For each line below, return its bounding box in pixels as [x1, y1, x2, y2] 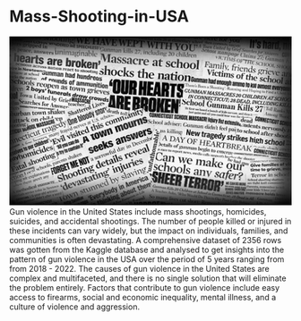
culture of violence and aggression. [9, 301, 141, 312]
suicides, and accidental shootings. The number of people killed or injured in [9, 215, 292, 226]
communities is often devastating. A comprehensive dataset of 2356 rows [9, 234, 282, 245]
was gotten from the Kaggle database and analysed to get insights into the [9, 244, 285, 255]
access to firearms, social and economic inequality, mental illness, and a [9, 291, 276, 302]
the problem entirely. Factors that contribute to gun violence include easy [9, 282, 280, 292]
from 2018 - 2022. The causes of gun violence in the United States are [9, 263, 271, 274]
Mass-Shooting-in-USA [9, 6, 190, 27]
